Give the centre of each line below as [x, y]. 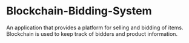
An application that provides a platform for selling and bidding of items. [95, 27]
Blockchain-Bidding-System [79, 11]
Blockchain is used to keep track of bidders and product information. [92, 33]
